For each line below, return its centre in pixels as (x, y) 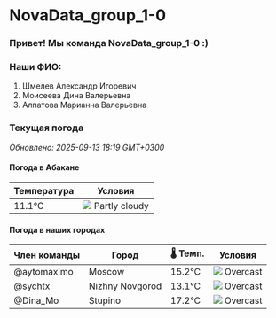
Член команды (47, 255)
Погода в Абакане (44, 167)
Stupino (105, 300)
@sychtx (32, 286)
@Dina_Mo (36, 300)
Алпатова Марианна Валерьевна (84, 105)
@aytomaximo (43, 272)
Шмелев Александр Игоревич (79, 86)
